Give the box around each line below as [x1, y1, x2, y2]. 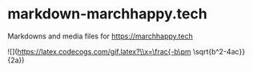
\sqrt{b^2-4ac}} [192, 46, 246, 56]
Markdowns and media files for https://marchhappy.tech [7, 31, 193, 41]
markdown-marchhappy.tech [7, 5, 207, 23]
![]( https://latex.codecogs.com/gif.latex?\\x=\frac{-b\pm [7, 46, 191, 56]
